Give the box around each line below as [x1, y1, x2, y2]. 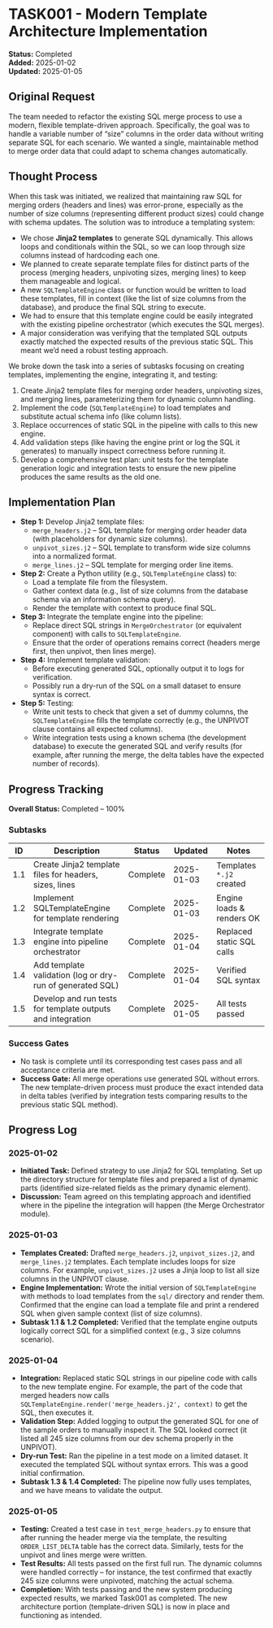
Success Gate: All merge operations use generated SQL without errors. [19, 1073, 260, 1083]
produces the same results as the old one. [19, 472, 162, 481]
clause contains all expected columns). [32, 725, 163, 734]
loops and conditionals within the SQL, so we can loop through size [19, 242, 245, 251]
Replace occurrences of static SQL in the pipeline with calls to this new [19, 420, 258, 429]
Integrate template [33, 926, 104, 938]
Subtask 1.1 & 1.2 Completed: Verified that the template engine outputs [19, 1317, 258, 1326]
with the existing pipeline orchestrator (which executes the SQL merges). [19, 319, 265, 329]
